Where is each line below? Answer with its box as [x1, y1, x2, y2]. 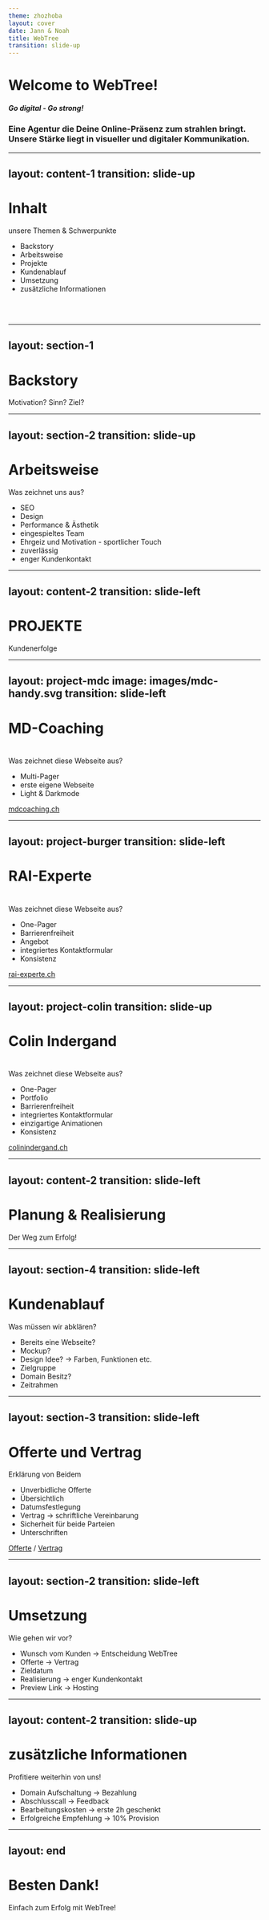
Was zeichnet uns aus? [8, 487, 85, 496]
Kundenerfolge [8, 643, 58, 653]
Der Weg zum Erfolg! [8, 1232, 78, 1242]
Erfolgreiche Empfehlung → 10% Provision [19, 1813, 160, 1823]
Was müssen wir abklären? [8, 1322, 98, 1331]
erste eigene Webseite [19, 780, 94, 790]
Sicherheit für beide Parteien [19, 1519, 115, 1529]
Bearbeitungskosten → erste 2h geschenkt [19, 1804, 162, 1814]
